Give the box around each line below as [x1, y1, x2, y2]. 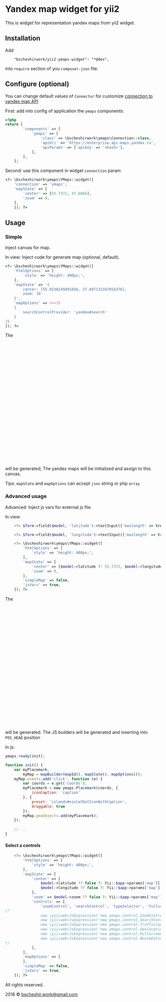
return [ [5, 122, 23, 127]
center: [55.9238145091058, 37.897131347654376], [23, 287, 127, 292]
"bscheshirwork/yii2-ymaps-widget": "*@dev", [14, 57, 110, 62]
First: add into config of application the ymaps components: [5, 108, 124, 114]
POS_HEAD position [5, 734, 41, 740]
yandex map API [5, 98, 39, 104]
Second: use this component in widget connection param [5, 168, 121, 174]
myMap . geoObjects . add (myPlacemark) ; [23, 813, 98, 818]
